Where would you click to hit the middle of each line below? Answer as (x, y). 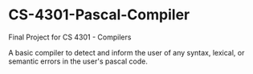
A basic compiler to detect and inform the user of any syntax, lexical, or (126, 52)
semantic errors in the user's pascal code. (78, 61)
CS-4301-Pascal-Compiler (99, 15)
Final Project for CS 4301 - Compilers (70, 37)
